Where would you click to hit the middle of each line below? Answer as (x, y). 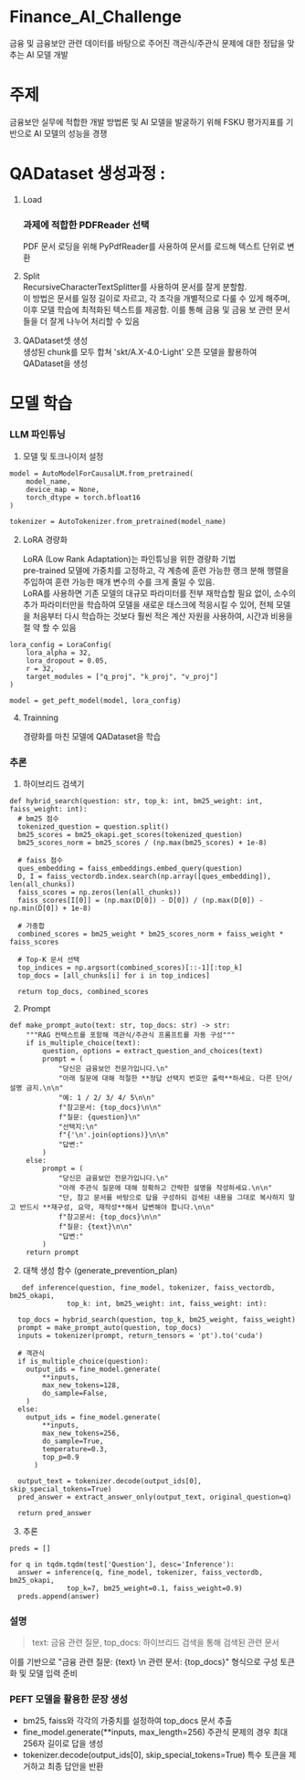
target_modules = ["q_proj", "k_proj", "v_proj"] (122, 676)
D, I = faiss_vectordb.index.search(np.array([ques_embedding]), (145, 876)
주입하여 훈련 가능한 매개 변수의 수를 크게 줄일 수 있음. (119, 581)
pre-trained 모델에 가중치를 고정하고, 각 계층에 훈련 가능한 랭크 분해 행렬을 (156, 570)
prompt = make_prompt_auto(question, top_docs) (110, 1327)
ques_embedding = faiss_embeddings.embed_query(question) (131, 868)
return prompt (53, 1252)
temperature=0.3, (75, 1449)
